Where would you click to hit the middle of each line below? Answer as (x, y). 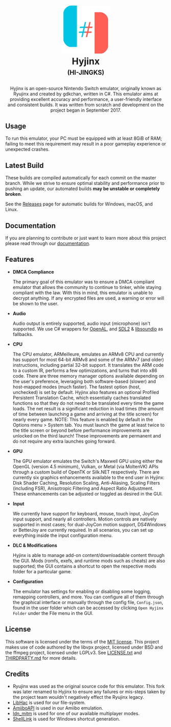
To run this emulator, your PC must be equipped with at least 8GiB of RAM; (84, 138)
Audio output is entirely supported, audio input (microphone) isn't (81, 323)
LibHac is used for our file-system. (49, 703)
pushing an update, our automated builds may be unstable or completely (82, 189)
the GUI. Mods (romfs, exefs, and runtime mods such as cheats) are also (89, 560)
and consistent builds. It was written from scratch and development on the (86, 105)
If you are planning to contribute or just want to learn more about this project (86, 238)
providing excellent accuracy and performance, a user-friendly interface (86, 99)
